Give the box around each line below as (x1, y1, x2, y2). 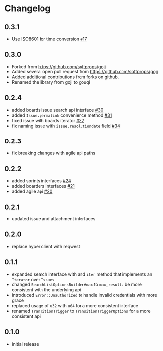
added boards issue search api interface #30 (11, 107, 104, 113)
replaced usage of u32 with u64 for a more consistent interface (11, 302, 139, 308)
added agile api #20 (11, 188, 53, 194)
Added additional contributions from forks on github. (11, 74, 119, 80)
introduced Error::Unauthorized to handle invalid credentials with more (11, 292, 157, 298)
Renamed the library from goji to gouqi (11, 79, 91, 85)
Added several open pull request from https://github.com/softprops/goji (11, 69, 158, 74)
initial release (11, 341, 39, 347)
